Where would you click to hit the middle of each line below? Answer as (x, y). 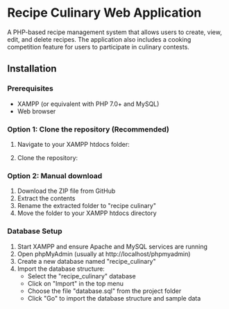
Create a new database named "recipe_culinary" (86, 261)
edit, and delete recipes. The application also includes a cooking (99, 39)
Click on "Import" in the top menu (75, 283)
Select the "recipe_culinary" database (82, 276)
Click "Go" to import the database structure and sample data (114, 298)
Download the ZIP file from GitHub (66, 191)
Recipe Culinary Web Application (104, 13)
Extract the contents (46, 198)
